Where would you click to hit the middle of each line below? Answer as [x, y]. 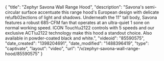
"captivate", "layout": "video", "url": [41, 49]
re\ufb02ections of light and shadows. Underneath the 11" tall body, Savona [81, 17]
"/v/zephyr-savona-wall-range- [109, 49]
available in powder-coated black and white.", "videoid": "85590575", [75, 38]
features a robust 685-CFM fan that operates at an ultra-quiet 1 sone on [77, 22]
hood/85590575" [23, 54]
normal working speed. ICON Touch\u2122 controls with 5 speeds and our [80, 28]
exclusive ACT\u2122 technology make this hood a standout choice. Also [79, 33]
